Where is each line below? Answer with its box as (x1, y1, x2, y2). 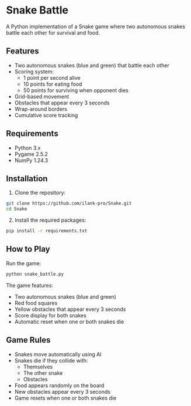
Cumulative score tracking (14, 111, 78, 119)
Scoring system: (14, 68, 54, 75)
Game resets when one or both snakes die (14, 394, 117, 401)
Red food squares (14, 299, 58, 306)
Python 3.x (14, 144, 41, 151)
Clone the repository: (14, 189, 66, 197)
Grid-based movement (14, 93, 70, 100)
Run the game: (6, 259, 41, 267)
